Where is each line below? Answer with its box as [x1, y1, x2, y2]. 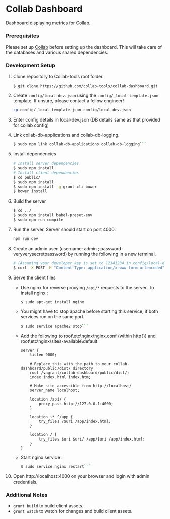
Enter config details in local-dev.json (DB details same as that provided [13, 117, 160, 123]
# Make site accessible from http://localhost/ [30, 383, 132, 389]
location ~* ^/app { [30, 415, 73, 420]
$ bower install [13, 189, 47, 194]
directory [73, 366, 93, 371]
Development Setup [6, 62, 55, 69]
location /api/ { [30, 397, 66, 402]
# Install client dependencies [13, 170, 79, 175]
